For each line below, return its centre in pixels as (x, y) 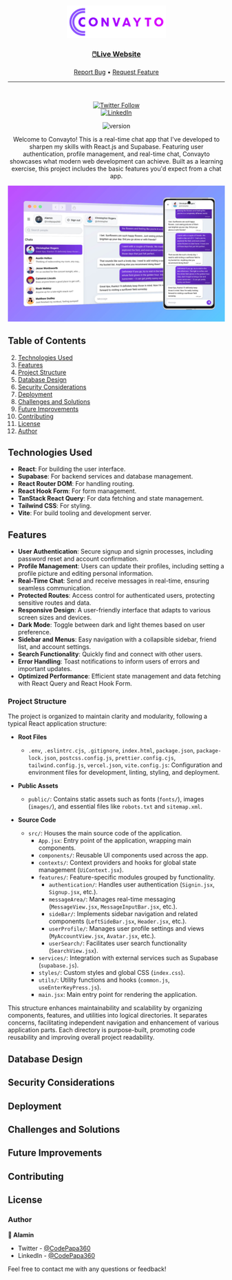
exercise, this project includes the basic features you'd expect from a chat (116, 168)
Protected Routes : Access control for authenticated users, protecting (116, 596)
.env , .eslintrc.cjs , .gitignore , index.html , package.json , (112, 750)
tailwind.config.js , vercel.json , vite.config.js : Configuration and (125, 765)
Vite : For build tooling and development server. (85, 513)
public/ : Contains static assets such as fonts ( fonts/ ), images (116, 799)
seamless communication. (55, 588)
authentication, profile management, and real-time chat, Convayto (116, 154)
